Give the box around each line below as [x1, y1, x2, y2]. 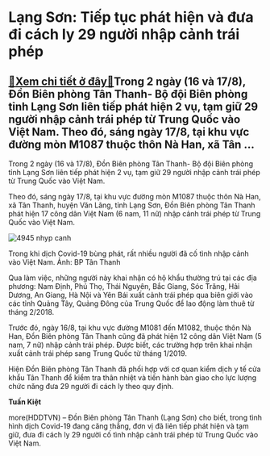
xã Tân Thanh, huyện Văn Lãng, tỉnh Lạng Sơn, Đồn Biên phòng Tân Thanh [8, 200, 255, 210]
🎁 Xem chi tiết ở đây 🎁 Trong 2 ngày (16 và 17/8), [8, 74, 246, 88]
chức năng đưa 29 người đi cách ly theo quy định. [8, 382, 174, 391]
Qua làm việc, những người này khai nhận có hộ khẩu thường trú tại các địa [8, 273, 258, 282]
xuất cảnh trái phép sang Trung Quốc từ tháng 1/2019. [8, 349, 188, 358]
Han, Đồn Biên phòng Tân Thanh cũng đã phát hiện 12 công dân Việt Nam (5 [8, 332, 262, 341]
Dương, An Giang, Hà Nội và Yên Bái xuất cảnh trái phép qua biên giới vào [8, 291, 254, 299]
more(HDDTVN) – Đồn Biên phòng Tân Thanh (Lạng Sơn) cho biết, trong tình [8, 412, 262, 422]
